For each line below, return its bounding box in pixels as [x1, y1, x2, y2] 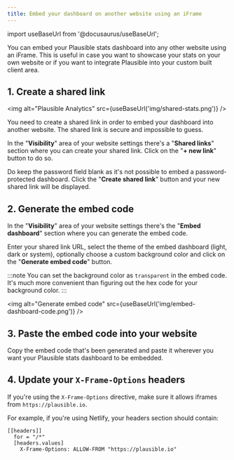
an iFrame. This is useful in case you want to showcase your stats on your [7, 51, 221, 59]
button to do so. [7, 154, 53, 162]
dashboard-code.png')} [7, 307, 76, 316]
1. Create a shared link [7, 86, 106, 98]
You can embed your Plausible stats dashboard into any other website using [7, 43, 226, 51]
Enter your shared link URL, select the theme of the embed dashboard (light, [7, 243, 228, 251]
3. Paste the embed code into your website [7, 327, 198, 339]
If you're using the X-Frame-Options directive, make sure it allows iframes [7, 393, 217, 401]
